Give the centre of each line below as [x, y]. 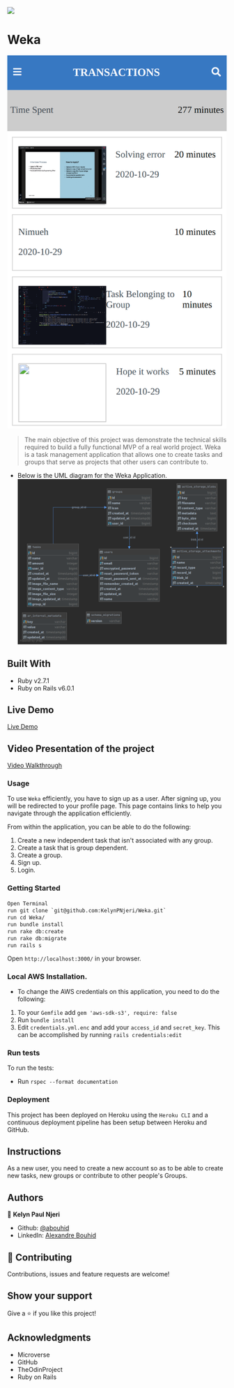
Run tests [24, 1053]
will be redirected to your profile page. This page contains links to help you [115, 806]
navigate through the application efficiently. [70, 813]
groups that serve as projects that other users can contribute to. [116, 462]
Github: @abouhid [43, 1228]
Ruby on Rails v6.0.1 [46, 688]
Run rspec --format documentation [68, 1082]
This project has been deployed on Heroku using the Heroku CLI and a [108, 1115]
